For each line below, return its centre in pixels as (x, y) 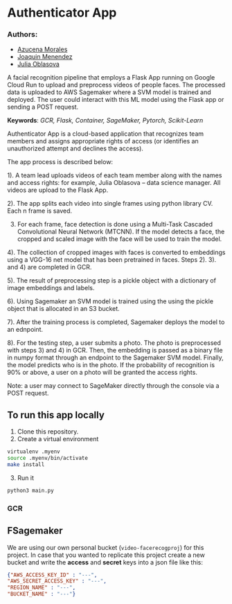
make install (26, 465)
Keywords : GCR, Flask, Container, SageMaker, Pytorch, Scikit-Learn (105, 121)
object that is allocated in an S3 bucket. (63, 309)
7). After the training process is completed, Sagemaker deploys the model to (116, 322)
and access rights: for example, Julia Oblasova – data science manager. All (114, 183)
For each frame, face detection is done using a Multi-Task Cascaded (115, 224)
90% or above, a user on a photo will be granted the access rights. (102, 373)
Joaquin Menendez (45, 57)
